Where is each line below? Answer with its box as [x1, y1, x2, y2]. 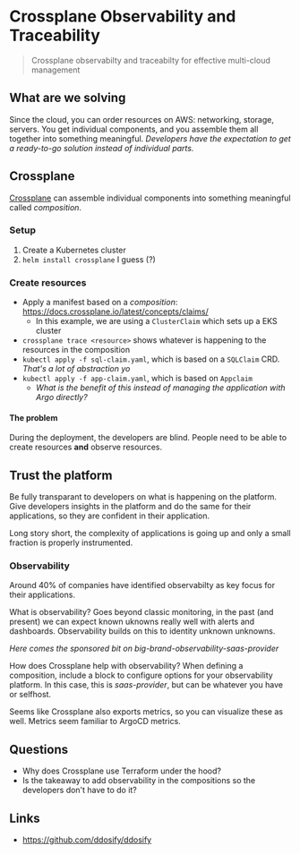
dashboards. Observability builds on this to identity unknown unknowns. [9, 626, 276, 636]
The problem [9, 412, 58, 423]
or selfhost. [9, 689, 52, 700]
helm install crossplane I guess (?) [21, 253, 157, 265]
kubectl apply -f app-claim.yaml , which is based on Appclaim [21, 373, 253, 384]
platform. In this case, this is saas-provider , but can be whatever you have [9, 679, 284, 690]
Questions [9, 741, 69, 757]
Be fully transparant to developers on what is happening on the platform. [9, 491, 278, 502]
